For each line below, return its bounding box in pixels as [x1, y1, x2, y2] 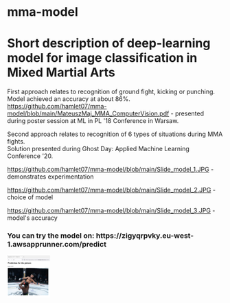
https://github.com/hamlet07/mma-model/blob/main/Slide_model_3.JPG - [7, 207, 216, 215]
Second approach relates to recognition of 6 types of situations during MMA [7, 130, 223, 138]
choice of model [7, 193, 54, 201]
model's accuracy [7, 214, 58, 222]
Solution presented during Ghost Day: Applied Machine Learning [7, 145, 190, 153]
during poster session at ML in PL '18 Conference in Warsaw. [7, 117, 179, 125]
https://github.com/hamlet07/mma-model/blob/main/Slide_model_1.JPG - [7, 166, 214, 174]
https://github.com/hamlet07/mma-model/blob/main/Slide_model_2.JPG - [7, 186, 216, 194]
